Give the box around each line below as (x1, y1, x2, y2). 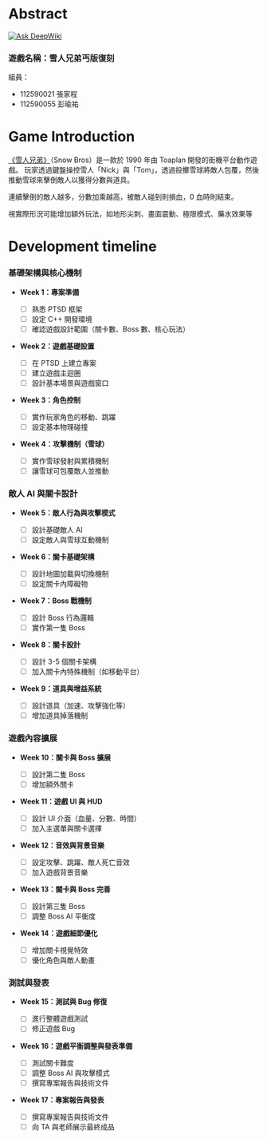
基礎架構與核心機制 (8, 268, 82, 279)
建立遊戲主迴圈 (31, 368, 81, 378)
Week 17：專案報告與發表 (19, 1095, 104, 1105)
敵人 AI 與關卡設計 (8, 488, 78, 499)
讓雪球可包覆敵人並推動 (31, 466, 109, 476)
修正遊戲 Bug (31, 1024, 76, 1034)
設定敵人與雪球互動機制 (31, 534, 109, 544)
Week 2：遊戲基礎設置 (19, 341, 95, 351)
